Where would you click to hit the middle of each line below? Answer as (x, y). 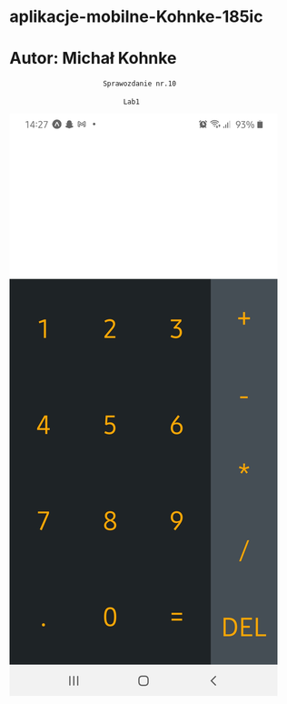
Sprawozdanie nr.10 (140, 84)
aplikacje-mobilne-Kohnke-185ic (136, 17)
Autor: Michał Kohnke (93, 59)
